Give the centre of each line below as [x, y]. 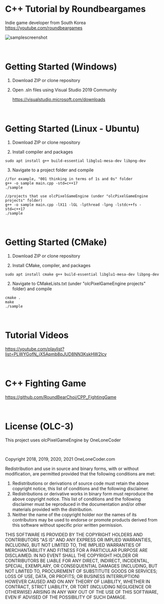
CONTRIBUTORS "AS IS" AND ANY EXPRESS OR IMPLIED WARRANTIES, [79, 540]
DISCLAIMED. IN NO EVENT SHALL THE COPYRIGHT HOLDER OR [72, 555]
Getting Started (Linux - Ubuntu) [72, 129]
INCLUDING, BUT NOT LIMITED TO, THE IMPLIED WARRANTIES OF [73, 545]
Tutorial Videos [37, 335]
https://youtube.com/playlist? [35, 349]
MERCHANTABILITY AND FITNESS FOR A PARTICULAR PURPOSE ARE [77, 550]
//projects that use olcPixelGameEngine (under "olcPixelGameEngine [77, 196]
